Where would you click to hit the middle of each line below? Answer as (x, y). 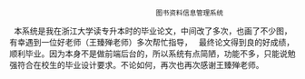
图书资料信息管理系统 (190, 13)
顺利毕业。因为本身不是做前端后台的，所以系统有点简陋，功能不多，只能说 (148, 54)
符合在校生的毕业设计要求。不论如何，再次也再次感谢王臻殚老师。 (140, 65)
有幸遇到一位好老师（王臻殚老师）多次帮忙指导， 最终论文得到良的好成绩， (152, 42)
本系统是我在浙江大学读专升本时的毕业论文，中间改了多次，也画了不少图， (152, 31)
